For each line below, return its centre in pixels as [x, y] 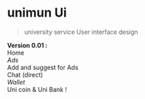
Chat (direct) [25, 75]
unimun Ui [37, 13]
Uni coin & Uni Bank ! [37, 89]
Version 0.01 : [27, 45]
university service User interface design [81, 32]
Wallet [16, 82]
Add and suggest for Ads [43, 67]
